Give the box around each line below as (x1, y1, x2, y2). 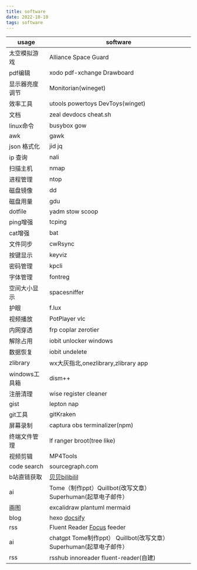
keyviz (49, 251, 67, 259)
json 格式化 (9, 142, 40, 150)
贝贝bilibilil (49, 473, 79, 481)
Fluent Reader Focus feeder (49, 524, 126, 532)
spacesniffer (49, 289, 84, 297)
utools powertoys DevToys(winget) (49, 99, 146, 108)
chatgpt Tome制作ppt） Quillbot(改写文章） (49, 534, 169, 542)
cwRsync (49, 240, 75, 248)
